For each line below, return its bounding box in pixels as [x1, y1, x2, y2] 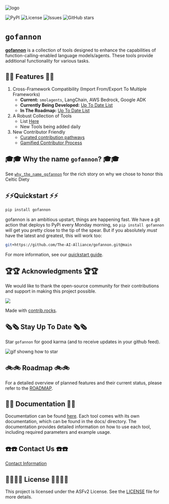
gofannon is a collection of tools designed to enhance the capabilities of [5, 47, 156, 53]
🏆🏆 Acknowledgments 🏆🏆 [5, 267, 98, 276]
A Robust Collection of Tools [12, 113, 72, 119]
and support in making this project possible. [5, 288, 97, 294]
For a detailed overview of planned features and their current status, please [5, 380, 162, 386]
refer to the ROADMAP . [5, 385, 53, 391]
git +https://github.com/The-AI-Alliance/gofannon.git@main [5, 243, 132, 248]
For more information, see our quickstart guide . [5, 252, 103, 258]
